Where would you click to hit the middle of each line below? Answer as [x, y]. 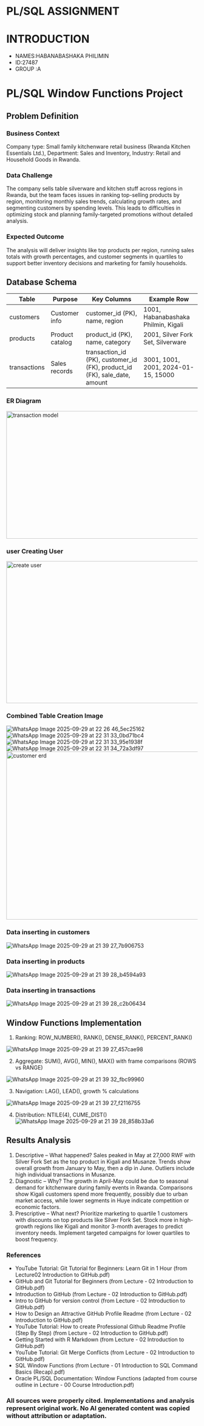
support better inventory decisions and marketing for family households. [97, 263]
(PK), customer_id [112, 360]
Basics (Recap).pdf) [40, 1372]
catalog [61, 342]
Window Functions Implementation [74, 1023]
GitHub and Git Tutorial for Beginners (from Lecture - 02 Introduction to [104, 1282]
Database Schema [42, 282]
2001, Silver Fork [168, 335]
